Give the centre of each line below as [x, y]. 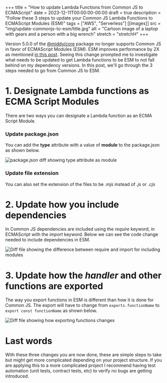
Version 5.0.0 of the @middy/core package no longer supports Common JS [83, 44]
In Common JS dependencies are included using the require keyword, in [80, 229]
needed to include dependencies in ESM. [48, 240]
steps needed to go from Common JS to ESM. [53, 71]
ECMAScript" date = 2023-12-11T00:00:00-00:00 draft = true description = [83, 13]
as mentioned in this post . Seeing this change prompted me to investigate [81, 54]
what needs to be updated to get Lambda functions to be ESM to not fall [80, 60]
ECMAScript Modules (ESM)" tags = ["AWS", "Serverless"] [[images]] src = [83, 23]
